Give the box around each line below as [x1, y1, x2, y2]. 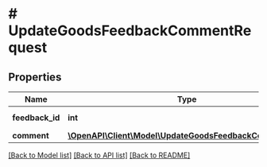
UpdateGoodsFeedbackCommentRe [8, 21, 252, 40]
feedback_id [12, 112, 60, 123]
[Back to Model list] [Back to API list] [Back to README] [8, 150, 191, 160]
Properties [8, 70, 62, 83]
